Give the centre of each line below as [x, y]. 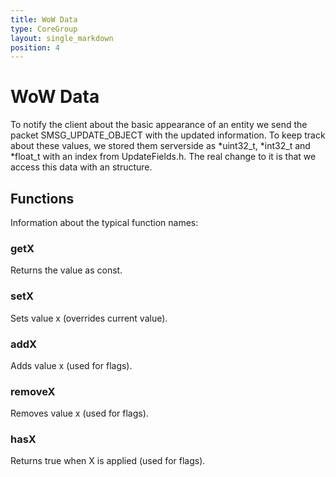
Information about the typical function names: [104, 222]
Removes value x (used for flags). [79, 413]
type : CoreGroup [44, 29]
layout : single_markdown [62, 38]
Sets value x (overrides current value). [89, 318]
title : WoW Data [44, 19]
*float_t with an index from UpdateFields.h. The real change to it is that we [163, 157]
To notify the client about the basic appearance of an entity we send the [159, 125]
